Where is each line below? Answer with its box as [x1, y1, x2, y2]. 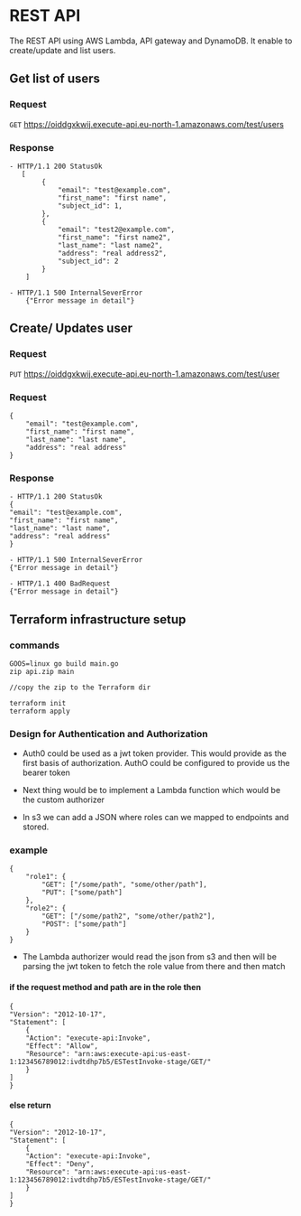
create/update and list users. [9, 44, 116, 55]
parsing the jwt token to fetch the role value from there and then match [22, 961, 286, 972]
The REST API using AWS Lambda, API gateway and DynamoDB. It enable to [9, 35, 293, 46]
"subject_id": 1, [57, 201, 123, 210]
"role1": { [25, 873, 67, 882]
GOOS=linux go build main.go [9, 659, 119, 669]
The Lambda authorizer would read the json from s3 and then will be [22, 951, 278, 962]
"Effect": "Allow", [25, 1041, 99, 1051]
